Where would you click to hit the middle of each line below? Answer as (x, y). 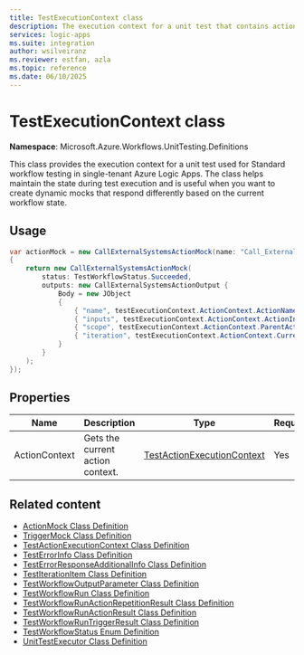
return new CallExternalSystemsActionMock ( (109, 269)
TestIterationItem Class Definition (85, 574)
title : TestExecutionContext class (76, 18)
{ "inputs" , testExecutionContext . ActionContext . (169, 319)
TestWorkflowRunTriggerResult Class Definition (111, 622)
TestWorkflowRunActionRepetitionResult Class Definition (128, 603)
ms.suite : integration (52, 43)
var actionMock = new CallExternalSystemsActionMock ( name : (123, 252)
